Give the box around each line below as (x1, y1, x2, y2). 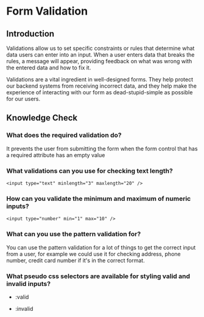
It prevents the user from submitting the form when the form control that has (6, 145, 198, 152)
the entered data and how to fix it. (6, 64, 91, 71)
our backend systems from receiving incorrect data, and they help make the (6, 82, 197, 89)
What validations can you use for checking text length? (6, 166, 174, 175)
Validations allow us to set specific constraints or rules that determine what (6, 44, 195, 52)
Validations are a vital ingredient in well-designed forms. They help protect (6, 76, 194, 83)
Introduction (6, 29, 55, 39)
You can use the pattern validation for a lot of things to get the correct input (6, 243, 196, 251)
